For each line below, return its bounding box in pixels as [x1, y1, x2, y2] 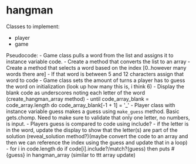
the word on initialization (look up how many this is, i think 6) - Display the [6, 83, 185, 90]
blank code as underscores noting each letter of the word [6, 89, 146, 96]
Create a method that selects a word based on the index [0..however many [6, 64, 187, 71]
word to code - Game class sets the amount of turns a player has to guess [6, 77, 185, 84]
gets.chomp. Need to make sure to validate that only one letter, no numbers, [6, 114, 190, 121]
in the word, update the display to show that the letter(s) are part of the [6, 127, 178, 134]
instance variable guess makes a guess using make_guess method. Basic [6, 108, 180, 115]
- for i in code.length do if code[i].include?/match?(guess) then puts [6, 145, 170, 152]
